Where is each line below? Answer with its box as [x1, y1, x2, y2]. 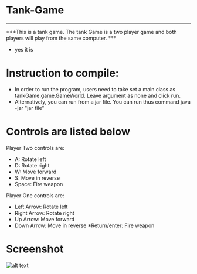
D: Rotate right [14, 162, 50, 169]
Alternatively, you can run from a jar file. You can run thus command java [14, 98, 191, 105]
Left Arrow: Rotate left [14, 203, 68, 210]
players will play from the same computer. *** [6, 35, 116, 42]
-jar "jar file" [14, 104, 45, 111]
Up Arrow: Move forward [14, 215, 75, 222]
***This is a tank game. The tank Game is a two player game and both [6, 28, 177, 35]
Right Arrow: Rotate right [14, 209, 74, 217]
